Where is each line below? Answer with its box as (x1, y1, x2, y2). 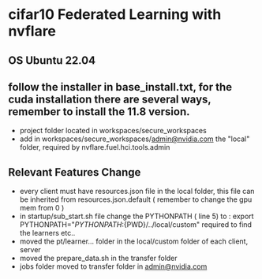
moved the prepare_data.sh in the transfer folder (19, 254, 178, 263)
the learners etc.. (19, 229, 76, 238)
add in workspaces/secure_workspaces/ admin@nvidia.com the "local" (19, 134, 250, 143)
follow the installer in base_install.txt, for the (8, 80, 233, 94)
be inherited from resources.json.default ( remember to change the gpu (19, 195, 253, 204)
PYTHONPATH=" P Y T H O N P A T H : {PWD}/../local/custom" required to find (19, 220, 253, 229)
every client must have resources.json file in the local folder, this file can (19, 187, 255, 196)
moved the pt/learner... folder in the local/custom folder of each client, (19, 236, 249, 246)
